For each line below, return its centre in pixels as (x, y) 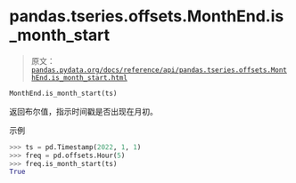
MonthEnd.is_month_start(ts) (63, 93)
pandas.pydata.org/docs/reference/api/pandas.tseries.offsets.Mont (159, 70)
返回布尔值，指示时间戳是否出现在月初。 (83, 111)
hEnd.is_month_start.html (79, 77)
